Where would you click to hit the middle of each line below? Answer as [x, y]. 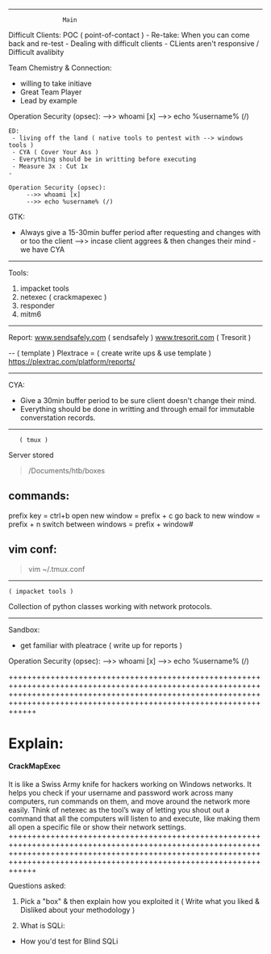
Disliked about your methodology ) [77, 910]
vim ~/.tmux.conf [56, 569]
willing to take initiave [56, 83]
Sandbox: [24, 629]
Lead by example [49, 101]
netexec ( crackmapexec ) [63, 297]
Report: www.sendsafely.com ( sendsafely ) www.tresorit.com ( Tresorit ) [130, 337]
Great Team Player [51, 92]
